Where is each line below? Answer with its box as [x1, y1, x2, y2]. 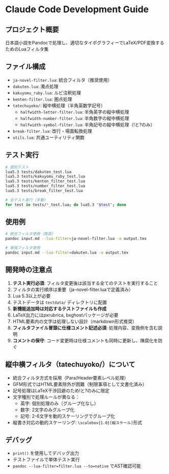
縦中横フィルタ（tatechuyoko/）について [5, 360, 136, 369]
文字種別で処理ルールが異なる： [12, 394, 80, 400]
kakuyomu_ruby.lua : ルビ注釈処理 [12, 89, 81, 95]
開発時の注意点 [5, 265, 52, 274]
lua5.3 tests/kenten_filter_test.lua [5, 179, 86, 184]
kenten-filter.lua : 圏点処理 [12, 96, 72, 102]
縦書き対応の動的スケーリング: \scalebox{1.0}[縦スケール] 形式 [12, 419, 143, 426]
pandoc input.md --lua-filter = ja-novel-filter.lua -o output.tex [5, 236, 147, 241]
